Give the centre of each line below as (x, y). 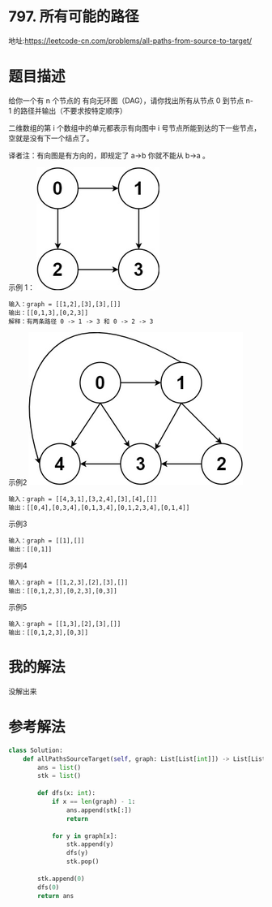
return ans (56, 896)
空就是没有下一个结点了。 (51, 138)
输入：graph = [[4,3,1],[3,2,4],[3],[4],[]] (83, 499)
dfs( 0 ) (49, 887)
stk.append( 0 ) (61, 879)
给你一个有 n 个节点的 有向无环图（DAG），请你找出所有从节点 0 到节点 (126, 100)
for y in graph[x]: (84, 836)
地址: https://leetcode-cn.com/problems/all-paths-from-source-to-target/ (130, 41)
